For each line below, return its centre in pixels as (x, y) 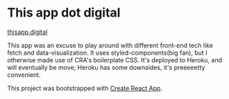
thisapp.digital (27, 32)
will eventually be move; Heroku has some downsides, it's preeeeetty (106, 67)
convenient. (24, 75)
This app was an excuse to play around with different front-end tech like (110, 45)
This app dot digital (64, 13)
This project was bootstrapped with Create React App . (85, 88)
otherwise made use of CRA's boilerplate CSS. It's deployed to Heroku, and (115, 60)
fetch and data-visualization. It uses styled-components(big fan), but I (107, 53)
